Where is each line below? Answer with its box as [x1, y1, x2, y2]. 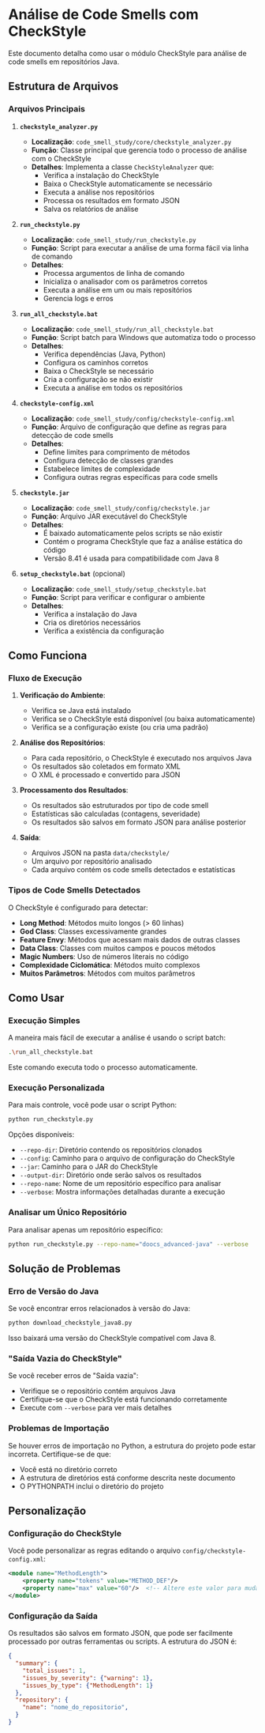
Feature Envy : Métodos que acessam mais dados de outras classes [19, 934, 241, 944]
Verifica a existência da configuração [43, 626, 164, 636]
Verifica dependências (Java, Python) [43, 349, 166, 359]
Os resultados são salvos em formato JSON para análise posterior [31, 817, 246, 827]
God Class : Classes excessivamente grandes [19, 927, 167, 936]
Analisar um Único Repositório [8, 1207, 128, 1218]
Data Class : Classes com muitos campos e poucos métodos [19, 943, 216, 953]
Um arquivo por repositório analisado [31, 856, 152, 866]
